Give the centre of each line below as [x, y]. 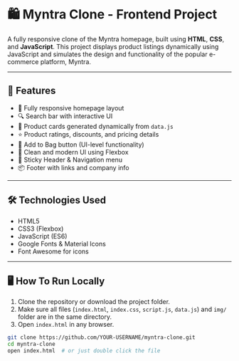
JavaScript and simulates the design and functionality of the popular [107, 54]
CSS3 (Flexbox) [41, 229]
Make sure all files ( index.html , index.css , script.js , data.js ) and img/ [122, 309]
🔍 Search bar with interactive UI [65, 116]
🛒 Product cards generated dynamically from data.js [95, 126]
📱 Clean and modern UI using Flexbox [73, 152]
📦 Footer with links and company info [73, 167]
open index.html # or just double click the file [84, 351]
